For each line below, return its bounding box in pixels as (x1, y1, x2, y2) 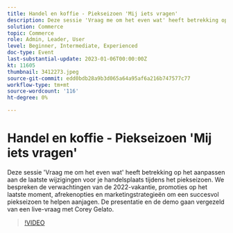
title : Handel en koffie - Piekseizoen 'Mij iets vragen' (7, 10, 178, 17)
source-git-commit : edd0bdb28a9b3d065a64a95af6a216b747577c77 (7, 74, 191, 82)
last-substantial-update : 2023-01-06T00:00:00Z (7, 56, 148, 63)
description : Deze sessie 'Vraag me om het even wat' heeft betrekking (7, 17, 218, 24)
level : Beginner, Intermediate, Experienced (7, 42, 138, 49)
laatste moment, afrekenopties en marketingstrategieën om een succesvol (7, 190, 220, 198)
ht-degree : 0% (7, 95, 49, 102)
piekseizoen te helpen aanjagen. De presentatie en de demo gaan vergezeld (7, 198, 225, 206)
